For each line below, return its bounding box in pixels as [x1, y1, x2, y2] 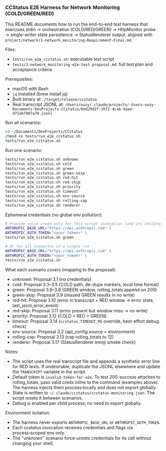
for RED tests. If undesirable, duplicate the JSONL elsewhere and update [12, 363, 161, 369]
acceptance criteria [12, 67, 52, 73]
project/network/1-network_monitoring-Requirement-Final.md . [5, 37, 133, 43]
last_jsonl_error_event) [12, 302, 59, 308]
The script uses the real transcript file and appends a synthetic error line [12, 358, 160, 364]
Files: [5, 46, 16, 53]
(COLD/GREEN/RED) [5, 10, 54, 17]
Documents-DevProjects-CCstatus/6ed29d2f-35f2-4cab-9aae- [12, 107, 134, 112]
